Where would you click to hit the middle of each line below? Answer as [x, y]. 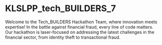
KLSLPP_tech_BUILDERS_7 [61, 8]
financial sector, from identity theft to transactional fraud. [63, 37]
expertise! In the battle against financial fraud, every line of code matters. [79, 27]
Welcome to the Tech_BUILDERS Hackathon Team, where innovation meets [81, 22]
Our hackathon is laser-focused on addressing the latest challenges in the [80, 32]
